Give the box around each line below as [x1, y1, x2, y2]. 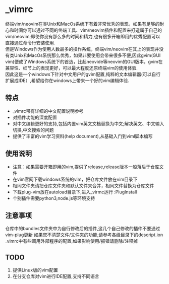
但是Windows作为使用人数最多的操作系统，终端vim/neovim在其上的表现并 [5, 46, 159, 52]
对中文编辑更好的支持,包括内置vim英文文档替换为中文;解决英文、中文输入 [12, 120, 164, 126]
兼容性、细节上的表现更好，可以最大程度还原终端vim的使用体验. [5, 64, 138, 71]
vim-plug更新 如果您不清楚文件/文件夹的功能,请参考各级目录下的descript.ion [5, 232, 163, 238]
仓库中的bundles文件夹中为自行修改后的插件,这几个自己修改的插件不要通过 [5, 226, 160, 232]
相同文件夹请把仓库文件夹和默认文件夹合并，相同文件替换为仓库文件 [12, 182, 154, 188]
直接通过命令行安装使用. [5, 39, 55, 46]
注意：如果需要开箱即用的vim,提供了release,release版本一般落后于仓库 [12, 164, 159, 170]
